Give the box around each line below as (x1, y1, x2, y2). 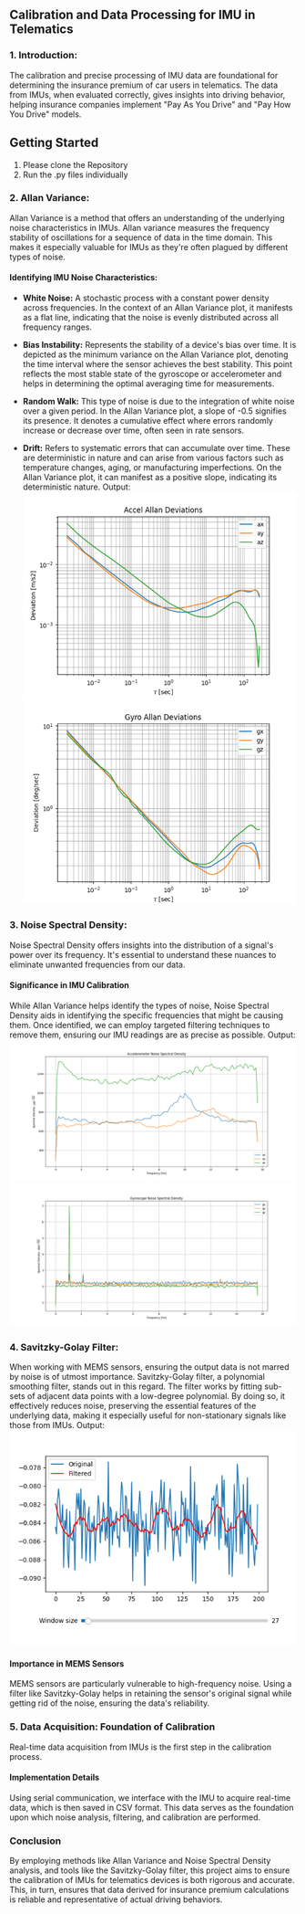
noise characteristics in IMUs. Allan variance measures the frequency (9, 222, 270, 233)
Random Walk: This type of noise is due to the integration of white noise (22, 396, 295, 406)
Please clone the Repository (22, 159, 128, 170)
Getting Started (9, 135, 99, 151)
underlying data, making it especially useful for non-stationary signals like (9, 1410, 287, 1421)
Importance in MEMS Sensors (9, 1657, 125, 1669)
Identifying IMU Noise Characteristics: (9, 272, 158, 283)
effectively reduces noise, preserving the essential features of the (9, 1401, 257, 1412)
